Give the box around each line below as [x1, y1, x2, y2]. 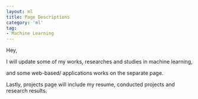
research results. [6, 87, 47, 94]
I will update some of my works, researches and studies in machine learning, [6, 58, 193, 65]
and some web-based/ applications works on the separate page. [6, 70, 164, 77]
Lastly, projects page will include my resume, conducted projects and [6, 81, 176, 88]
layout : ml [6, 8, 33, 15]
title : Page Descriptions [6, 14, 70, 20]
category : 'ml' [6, 19, 44, 25]
